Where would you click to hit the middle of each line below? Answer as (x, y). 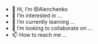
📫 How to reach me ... (39, 35)
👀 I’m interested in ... (37, 15)
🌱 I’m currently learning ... (43, 22)
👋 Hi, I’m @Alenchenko (40, 9)
